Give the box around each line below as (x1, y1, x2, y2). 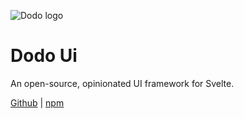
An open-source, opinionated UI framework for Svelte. (10, 77, 235, 89)
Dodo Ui (10, 45, 78, 67)
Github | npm (10, 96, 65, 109)
